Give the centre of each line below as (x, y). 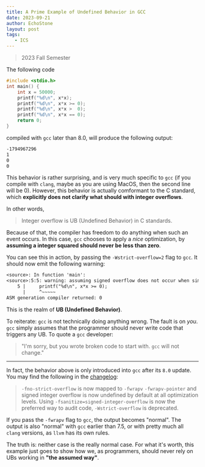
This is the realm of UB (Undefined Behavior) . (64, 310)
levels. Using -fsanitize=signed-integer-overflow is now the (98, 401)
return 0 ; (30, 121)
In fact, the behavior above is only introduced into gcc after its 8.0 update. (99, 370)
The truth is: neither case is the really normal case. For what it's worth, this (100, 444)
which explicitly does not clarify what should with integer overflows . (95, 197)
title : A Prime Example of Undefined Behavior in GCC (76, 12)
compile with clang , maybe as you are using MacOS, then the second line (99, 184)
